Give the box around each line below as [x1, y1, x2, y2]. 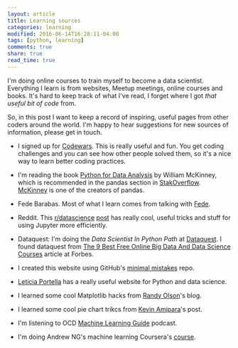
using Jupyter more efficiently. [17, 221, 108, 229]
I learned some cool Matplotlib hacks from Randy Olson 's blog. [17, 291, 202, 300]
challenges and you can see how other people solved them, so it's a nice [17, 149, 232, 157]
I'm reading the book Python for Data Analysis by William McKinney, [17, 170, 217, 179]
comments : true [7, 43, 53, 51]
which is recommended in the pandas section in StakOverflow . [17, 178, 201, 186]
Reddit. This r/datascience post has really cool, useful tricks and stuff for [17, 213, 231, 221]
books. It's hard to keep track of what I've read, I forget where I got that [7, 91, 217, 100]
